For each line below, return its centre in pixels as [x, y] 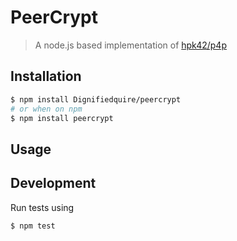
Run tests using [42, 207]
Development [53, 183]
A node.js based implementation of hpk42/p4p [130, 45]
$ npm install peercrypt [62, 118]
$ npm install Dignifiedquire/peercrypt [96, 99]
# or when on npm [46, 109]
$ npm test [33, 226]
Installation [46, 76]
